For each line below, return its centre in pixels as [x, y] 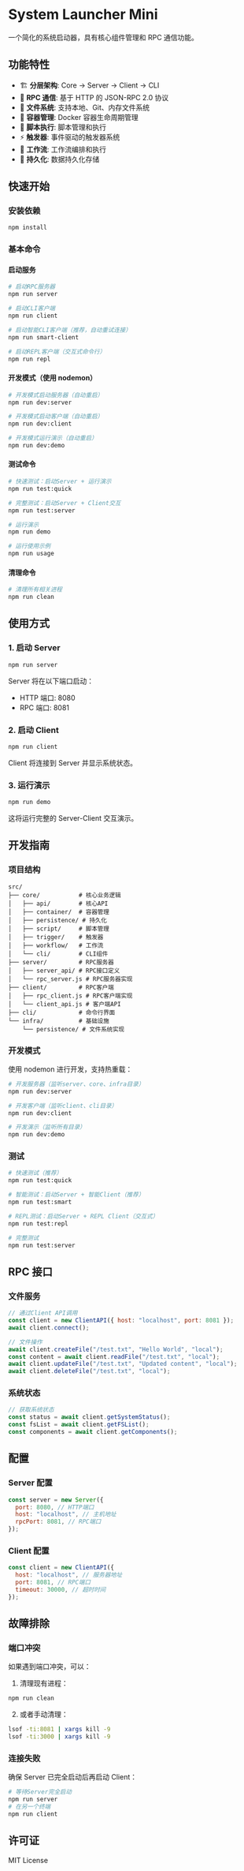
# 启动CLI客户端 [32, 309]
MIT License [28, 1860]
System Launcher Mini [83, 15]
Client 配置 [29, 1551]
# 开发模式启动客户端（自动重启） [56, 417]
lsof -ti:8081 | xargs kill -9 [59, 1730]
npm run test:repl [38, 1224]
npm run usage [31, 554]
